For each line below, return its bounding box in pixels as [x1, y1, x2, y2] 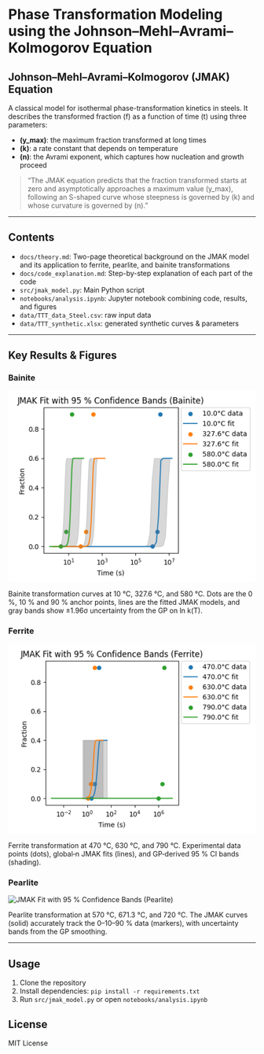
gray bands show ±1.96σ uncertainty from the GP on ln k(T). [8, 606, 203, 615]
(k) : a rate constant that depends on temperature [19, 144, 178, 153]
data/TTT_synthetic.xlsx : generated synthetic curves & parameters [19, 319, 240, 328]
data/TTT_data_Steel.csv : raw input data [19, 310, 152, 319]
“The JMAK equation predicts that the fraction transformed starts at [27, 175, 247, 185]
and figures [19, 301, 57, 311]
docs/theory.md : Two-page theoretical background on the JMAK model [19, 252, 250, 261]
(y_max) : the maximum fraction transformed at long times [19, 135, 207, 145]
